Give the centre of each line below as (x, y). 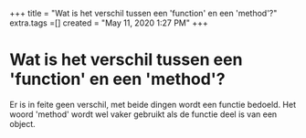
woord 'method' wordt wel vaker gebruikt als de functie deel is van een (143, 114)
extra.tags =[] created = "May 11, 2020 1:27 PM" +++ (109, 23)
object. (23, 123)
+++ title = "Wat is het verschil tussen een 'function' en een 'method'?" (143, 13)
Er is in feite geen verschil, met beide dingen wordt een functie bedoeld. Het (153, 104)
